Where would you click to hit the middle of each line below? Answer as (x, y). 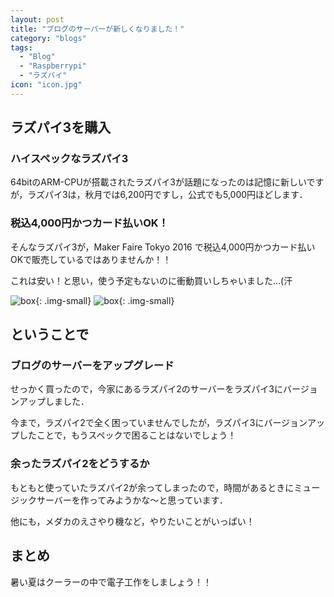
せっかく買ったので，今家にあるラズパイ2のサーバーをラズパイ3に (146, 389)
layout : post (37, 19)
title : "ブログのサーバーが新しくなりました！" (97, 29)
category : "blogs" (48, 38)
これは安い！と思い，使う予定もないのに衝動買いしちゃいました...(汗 (151, 280)
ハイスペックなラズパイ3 (69, 159)
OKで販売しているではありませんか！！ (91, 259)
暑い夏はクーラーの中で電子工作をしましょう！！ (111, 582)
